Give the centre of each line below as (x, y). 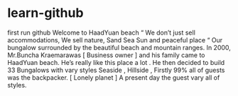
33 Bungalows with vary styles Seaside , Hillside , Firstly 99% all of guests (116, 70)
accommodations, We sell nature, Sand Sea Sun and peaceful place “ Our (115, 40)
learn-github (45, 13)
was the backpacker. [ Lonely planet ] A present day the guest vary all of (114, 77)
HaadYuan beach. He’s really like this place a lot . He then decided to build (116, 62)
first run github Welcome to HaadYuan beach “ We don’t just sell (101, 32)
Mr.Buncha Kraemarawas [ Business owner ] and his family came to (106, 55)
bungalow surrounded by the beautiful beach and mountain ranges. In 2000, (119, 47)
